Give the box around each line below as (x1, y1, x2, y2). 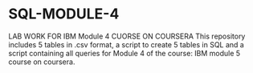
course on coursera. (8, 57, 75, 67)
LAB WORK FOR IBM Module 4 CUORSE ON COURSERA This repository (8, 31, 246, 41)
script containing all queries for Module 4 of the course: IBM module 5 (8, 48, 241, 58)
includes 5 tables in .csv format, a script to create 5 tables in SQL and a (8, 39, 245, 49)
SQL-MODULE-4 (8, 5, 120, 23)
